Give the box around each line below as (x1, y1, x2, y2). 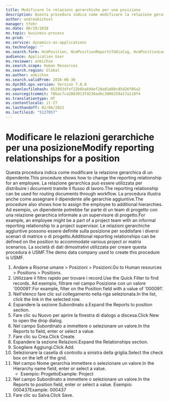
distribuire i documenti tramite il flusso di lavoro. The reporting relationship (6, 185, 158, 191)
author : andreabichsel (6, 17, 53, 22)
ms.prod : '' (6, 36, 31, 41)
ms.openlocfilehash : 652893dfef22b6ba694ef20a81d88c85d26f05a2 (6, 86, 141, 92)
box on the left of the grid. (13, 354, 67, 361)
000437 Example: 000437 (13, 386, 67, 392)
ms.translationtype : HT (6, 96, 56, 101)
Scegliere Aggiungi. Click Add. (13, 344, 75, 350)
